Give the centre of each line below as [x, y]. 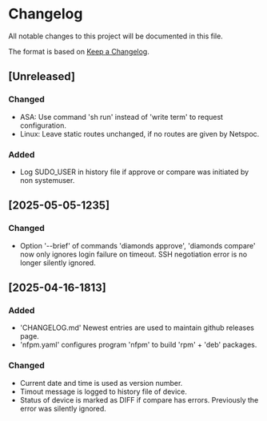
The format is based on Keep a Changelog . [79, 51]
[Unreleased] [42, 77]
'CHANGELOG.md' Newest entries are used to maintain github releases [137, 328]
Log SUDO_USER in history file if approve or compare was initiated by [134, 172]
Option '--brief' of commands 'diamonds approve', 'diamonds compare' [137, 245]
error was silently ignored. [63, 408]
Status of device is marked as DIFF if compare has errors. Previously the [139, 399]
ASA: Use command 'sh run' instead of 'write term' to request [122, 117]
